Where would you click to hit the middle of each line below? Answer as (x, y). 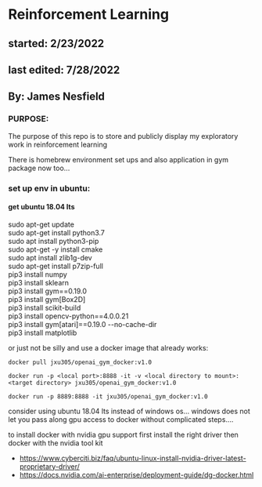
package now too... (39, 168)
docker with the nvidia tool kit (56, 443)
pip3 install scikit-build (45, 307)
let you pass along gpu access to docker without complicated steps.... (121, 419)
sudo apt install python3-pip (54, 241)
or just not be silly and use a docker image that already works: (108, 347)
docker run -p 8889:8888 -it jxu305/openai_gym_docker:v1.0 (108, 396)
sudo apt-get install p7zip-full (56, 266)
